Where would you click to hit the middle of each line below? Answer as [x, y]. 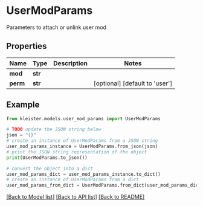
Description [70, 63]
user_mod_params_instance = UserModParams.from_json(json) [82, 146]
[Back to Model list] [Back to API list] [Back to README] [76, 197]
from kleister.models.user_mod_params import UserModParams [84, 118]
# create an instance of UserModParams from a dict [72, 180]
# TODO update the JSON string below [54, 130]
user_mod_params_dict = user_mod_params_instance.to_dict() [84, 174]
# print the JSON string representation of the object [77, 152]
